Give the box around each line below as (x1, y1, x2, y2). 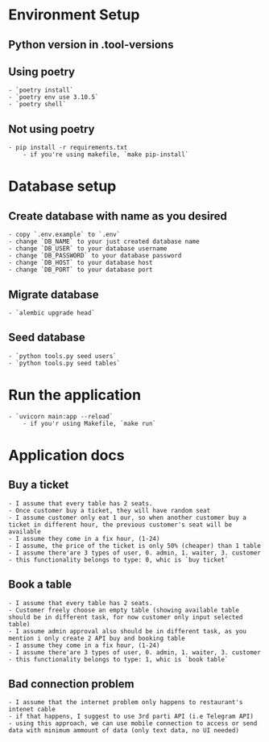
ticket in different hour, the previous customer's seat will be (8, 521, 232, 529)
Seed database (8, 331, 86, 344)
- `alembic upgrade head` (8, 309, 95, 317)
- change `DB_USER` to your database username (8, 245, 168, 253)
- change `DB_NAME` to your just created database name (8, 237, 200, 246)
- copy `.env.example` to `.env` (8, 231, 121, 239)
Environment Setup (8, 6, 140, 24)
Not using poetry (8, 122, 95, 136)
